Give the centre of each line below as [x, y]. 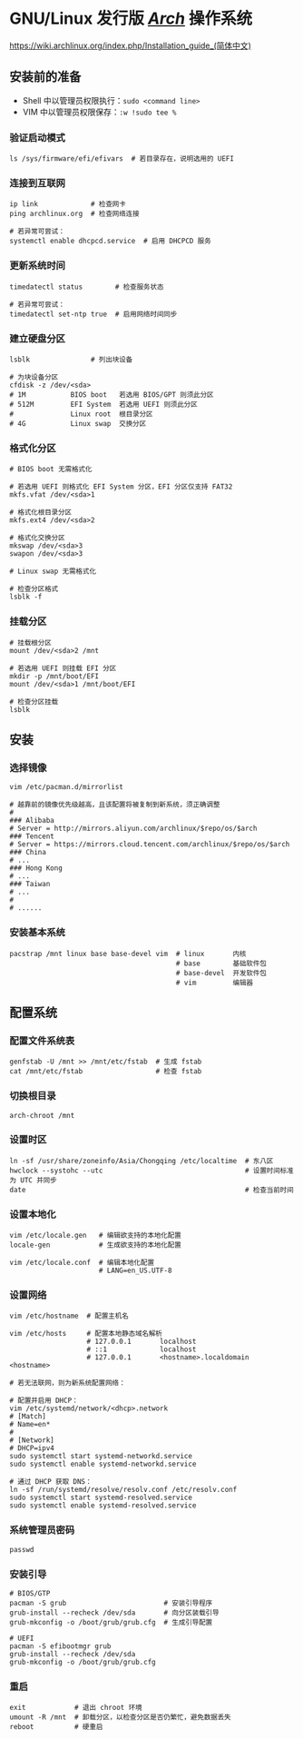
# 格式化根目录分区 [41, 513]
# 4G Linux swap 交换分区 [78, 423]
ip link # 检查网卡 [68, 204]
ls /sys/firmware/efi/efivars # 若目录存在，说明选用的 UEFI [122, 159]
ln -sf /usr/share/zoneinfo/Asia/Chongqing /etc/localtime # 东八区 [142, 1161]
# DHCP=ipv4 [32, 1448]
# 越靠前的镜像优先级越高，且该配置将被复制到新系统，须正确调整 [115, 805]
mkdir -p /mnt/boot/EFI [54, 676]
